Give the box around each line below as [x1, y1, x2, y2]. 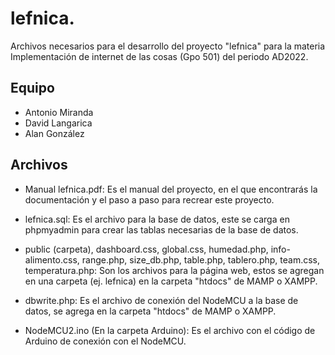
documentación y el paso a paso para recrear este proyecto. [24, 193, 275, 206]
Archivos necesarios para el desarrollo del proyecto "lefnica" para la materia [10, 40, 326, 52]
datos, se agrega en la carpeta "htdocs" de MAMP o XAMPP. [24, 305, 277, 317]
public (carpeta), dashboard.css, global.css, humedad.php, [24, 243, 269, 255]
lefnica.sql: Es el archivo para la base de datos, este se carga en [24, 213, 290, 225]
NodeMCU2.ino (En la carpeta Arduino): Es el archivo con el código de [24, 324, 316, 336]
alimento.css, [24, 253, 80, 266]
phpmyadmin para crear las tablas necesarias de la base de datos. [24, 223, 299, 236]
